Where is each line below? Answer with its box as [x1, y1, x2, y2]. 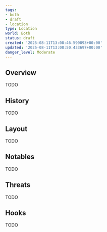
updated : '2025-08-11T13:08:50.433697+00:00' [5, 45, 102, 50]
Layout [5, 124, 28, 133]
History [5, 97, 29, 105]
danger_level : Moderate [5, 50, 56, 55]
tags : [5, 7, 17, 13]
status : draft [5, 36, 35, 41]
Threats [5, 180, 31, 190]
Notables [5, 153, 35, 161]
